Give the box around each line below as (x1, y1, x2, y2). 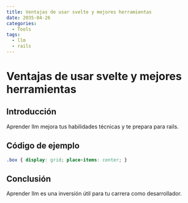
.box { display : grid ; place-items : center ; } (6, 157, 127, 163)
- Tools (12, 26, 32, 32)
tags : (6, 32, 20, 38)
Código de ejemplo (6, 141, 80, 151)
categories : (6, 20, 37, 26)
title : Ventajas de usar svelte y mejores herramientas (6, 9, 152, 15)
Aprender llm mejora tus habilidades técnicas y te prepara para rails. (6, 123, 179, 130)
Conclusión (6, 174, 51, 184)
